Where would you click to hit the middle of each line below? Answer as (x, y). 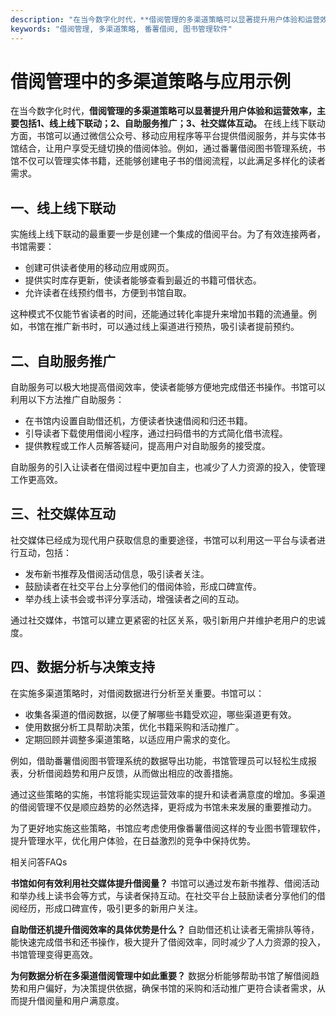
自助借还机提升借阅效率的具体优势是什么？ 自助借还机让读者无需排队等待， (165, 929)
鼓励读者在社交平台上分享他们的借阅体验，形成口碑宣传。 (143, 586)
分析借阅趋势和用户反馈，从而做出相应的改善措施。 (132, 773)
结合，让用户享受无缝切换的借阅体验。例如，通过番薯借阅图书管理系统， (167, 148)
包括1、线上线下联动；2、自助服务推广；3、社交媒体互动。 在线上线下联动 (172, 123)
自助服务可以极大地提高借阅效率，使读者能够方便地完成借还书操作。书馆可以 (168, 387)
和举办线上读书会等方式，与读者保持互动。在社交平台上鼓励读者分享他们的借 (168, 895)
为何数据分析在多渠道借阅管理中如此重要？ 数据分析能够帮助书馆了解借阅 (160, 975)
